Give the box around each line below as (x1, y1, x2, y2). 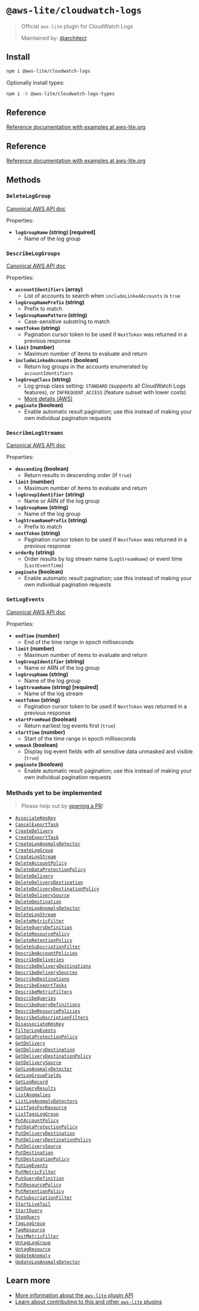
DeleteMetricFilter (15, 918, 65, 924)
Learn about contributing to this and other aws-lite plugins (15, 1298, 162, 1305)
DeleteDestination (15, 899, 62, 905)
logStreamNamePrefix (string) (15, 517, 88, 524)
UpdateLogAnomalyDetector (15, 1259, 80, 1265)
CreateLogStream (15, 854, 56, 860)
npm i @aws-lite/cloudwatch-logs (6, 68, 91, 74)
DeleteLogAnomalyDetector (15, 905, 80, 911)
